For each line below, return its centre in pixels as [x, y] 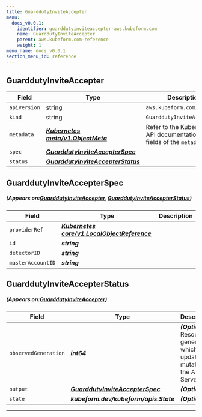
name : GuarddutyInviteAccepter [56, 34]
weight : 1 [29, 46]
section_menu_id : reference [41, 56]
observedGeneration [37, 353]
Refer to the [162, 127]
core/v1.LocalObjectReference [106, 233]
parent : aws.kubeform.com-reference [63, 40]
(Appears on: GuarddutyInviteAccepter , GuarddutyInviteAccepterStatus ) [99, 198]
